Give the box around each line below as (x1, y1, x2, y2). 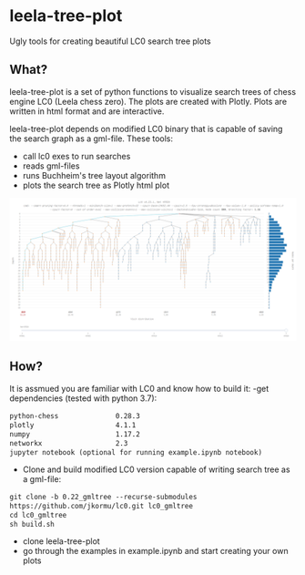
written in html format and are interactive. (9, 106, 165, 117)
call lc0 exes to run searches (22, 150, 131, 161)
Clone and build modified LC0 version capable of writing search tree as (22, 464, 290, 475)
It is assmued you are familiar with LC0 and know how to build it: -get (9, 383, 269, 394)
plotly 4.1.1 (9, 420, 137, 429)
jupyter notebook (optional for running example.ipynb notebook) (9, 447, 262, 457)
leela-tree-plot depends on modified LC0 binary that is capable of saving (9, 123, 283, 134)
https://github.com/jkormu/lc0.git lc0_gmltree (9, 501, 194, 510)
